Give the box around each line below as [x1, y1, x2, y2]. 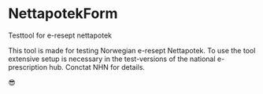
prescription [8, 62, 48, 71]
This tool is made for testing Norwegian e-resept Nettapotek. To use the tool [8, 45, 256, 55]
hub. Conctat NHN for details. [49, 62, 146, 71]
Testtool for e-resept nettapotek [8, 31, 113, 40]
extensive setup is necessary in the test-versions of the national [8, 54, 216, 63]
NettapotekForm [8, 5, 118, 23]
